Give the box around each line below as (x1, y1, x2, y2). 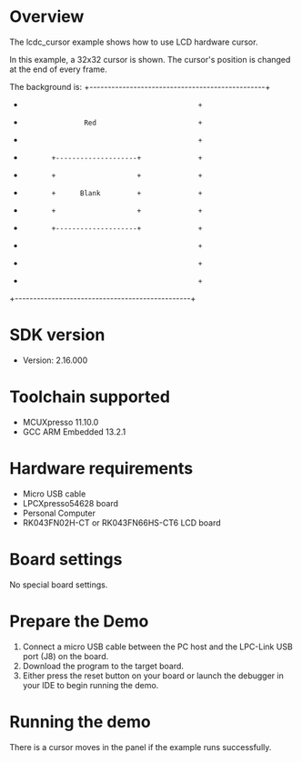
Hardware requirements (9, 458, 194, 478)
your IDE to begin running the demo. (22, 679, 159, 690)
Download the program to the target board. (22, 660, 185, 671)
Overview (9, 6, 85, 27)
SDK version (9, 325, 106, 346)
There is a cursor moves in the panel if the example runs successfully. (9, 741, 272, 752)
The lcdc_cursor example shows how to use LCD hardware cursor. (9, 36, 258, 47)
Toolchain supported (9, 386, 171, 407)
